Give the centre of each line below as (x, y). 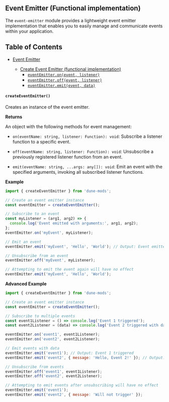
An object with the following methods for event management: (68, 126)
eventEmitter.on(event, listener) (64, 75)
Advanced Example (26, 284)
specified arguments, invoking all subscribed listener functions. (78, 172)
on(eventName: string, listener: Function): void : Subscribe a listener (87, 136)
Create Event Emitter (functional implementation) (71, 69)
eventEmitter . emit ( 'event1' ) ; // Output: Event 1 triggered (70, 353)
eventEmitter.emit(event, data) (61, 85)
